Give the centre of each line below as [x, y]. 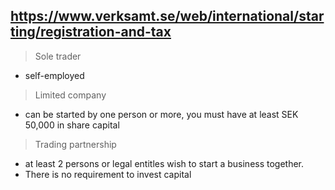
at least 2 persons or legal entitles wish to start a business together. [164, 163]
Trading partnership [75, 144]
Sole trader [58, 56]
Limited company [70, 95]
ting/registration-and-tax [91, 32]
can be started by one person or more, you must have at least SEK [161, 114]
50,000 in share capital [72, 125]
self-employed [54, 75]
